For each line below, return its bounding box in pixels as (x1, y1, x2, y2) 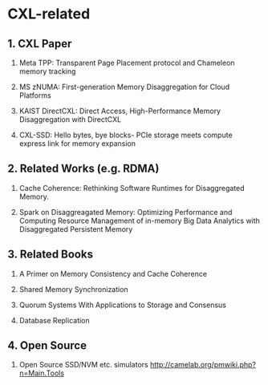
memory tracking (18, 67, 76, 76)
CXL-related (7, 5, 91, 23)
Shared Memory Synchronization (18, 284, 129, 294)
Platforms (18, 91, 51, 100)
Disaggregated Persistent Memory (18, 224, 133, 233)
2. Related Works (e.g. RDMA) (7, 162, 160, 176)
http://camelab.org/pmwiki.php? (150, 360, 257, 370)
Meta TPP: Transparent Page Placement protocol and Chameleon (18, 58, 235, 67)
